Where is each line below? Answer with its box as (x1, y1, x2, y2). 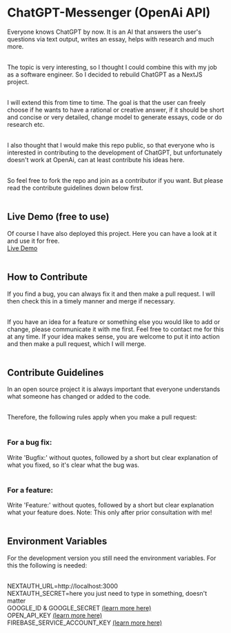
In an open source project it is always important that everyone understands (7, 385, 221, 394)
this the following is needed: (7, 561, 88, 570)
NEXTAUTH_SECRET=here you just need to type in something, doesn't (7, 589, 208, 597)
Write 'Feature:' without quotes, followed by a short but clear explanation (7, 501, 214, 509)
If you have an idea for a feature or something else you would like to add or (7, 317, 221, 325)
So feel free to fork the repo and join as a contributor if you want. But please (7, 176, 223, 184)
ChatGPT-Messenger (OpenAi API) (7, 5, 211, 21)
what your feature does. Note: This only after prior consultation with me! (7, 508, 212, 516)
